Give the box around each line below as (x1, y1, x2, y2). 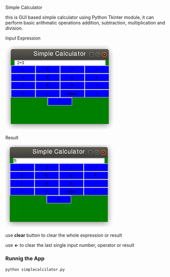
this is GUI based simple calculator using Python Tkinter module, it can (5, 14, 154, 20)
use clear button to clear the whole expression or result (5, 232, 123, 238)
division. (5, 25, 23, 31)
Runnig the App (5, 254, 45, 262)
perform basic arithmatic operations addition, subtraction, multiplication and (5, 20, 165, 26)
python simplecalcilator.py (5, 267, 65, 272)
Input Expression (5, 35, 41, 41)
